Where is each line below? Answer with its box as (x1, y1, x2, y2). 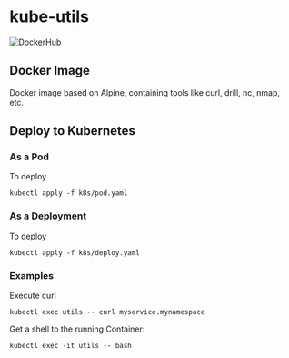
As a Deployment (9, 210, 87, 222)
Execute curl (9, 290, 56, 302)
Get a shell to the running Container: (9, 323, 145, 334)
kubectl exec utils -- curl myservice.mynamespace (9, 308, 205, 317)
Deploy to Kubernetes (9, 123, 136, 138)
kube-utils (9, 6, 89, 27)
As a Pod (9, 150, 50, 163)
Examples (9, 269, 55, 281)
